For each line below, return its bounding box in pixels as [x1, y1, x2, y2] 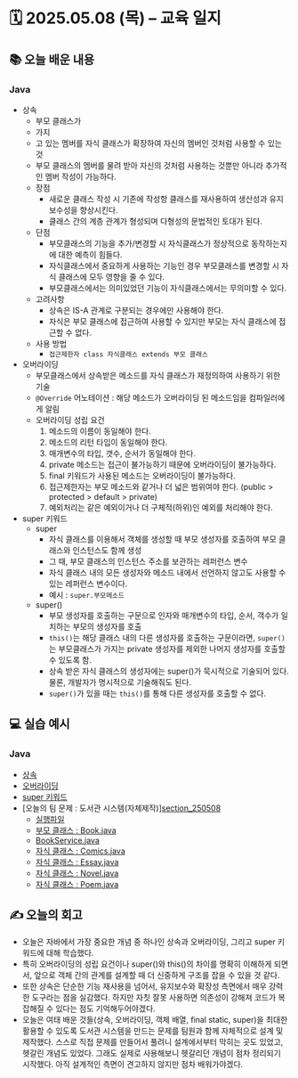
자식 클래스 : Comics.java [35, 845, 126, 856]
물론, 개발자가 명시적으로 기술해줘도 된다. [48, 676, 192, 687]
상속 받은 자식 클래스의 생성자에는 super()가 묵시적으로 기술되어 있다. [48, 666, 289, 676]
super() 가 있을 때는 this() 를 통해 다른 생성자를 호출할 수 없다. [48, 688, 267, 698]
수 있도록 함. [48, 654, 92, 665]
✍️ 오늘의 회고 [9, 907, 83, 922]
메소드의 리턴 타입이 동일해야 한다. [48, 437, 168, 447]
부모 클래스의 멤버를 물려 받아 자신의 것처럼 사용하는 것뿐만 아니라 [35, 159, 264, 170]
